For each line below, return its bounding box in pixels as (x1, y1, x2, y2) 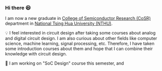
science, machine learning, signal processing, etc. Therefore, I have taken (5, 41, 155, 47)
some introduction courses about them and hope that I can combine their (5, 46, 153, 52)
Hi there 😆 (5, 4, 31, 11)
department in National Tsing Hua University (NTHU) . (5, 20, 113, 26)
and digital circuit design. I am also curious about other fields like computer (5, 35, 158, 41)
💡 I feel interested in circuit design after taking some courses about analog (5, 30, 156, 36)
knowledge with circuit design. (5, 51, 67, 57)
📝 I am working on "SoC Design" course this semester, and (5, 60, 124, 66)
